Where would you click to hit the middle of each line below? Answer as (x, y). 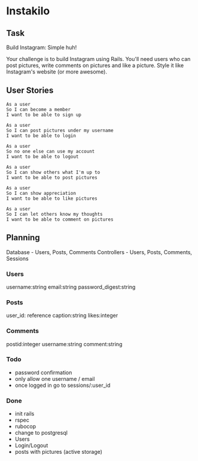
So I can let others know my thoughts (54, 214)
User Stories (30, 91)
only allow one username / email (55, 378)
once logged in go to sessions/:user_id (63, 385)
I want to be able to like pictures (52, 199)
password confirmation (43, 373)
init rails (25, 414)
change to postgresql (41, 433)
